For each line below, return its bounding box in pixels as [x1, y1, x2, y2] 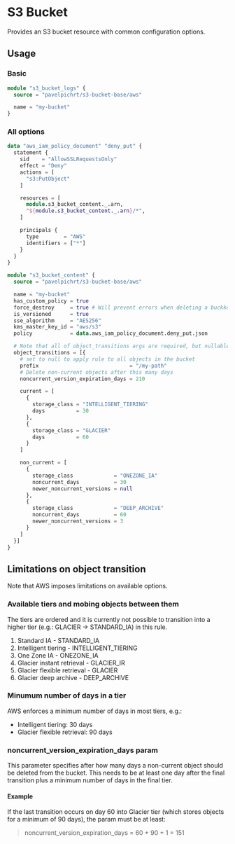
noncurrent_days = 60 [32, 511, 127, 518]
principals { [20, 227, 58, 234]
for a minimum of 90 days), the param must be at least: [7, 815, 166, 824]
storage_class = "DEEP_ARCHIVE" [32, 505, 164, 512]
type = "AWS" [25, 233, 86, 240]
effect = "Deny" [20, 162, 68, 170]
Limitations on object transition [7, 563, 146, 575]
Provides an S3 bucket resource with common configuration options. [7, 27, 206, 36]
